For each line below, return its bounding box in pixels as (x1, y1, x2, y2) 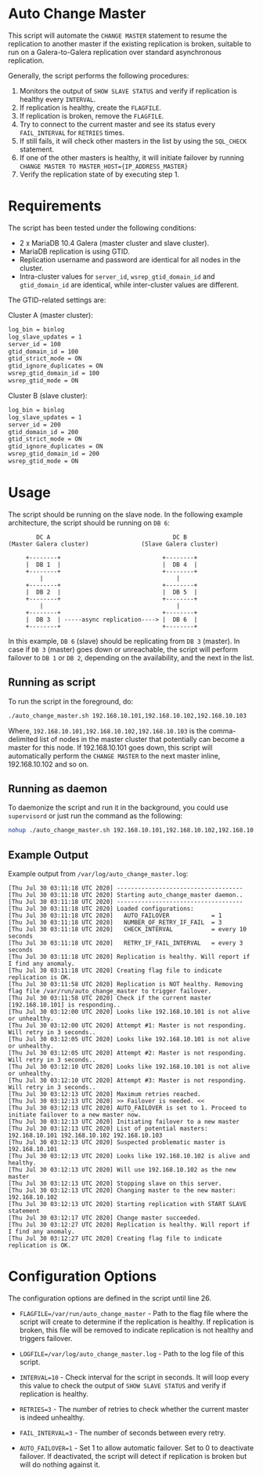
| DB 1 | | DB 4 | (25, 561, 198, 568)
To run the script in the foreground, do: (8, 696, 134, 706)
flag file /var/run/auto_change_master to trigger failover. (8, 987, 212, 995)
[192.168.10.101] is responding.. (8, 1001, 121, 1009)
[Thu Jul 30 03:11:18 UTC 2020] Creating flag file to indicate (8, 967, 222, 974)
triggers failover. (19, 1333, 73, 1343)
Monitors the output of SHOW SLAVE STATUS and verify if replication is (19, 86, 237, 95)
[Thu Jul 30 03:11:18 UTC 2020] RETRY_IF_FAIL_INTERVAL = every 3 (8, 939, 243, 947)
